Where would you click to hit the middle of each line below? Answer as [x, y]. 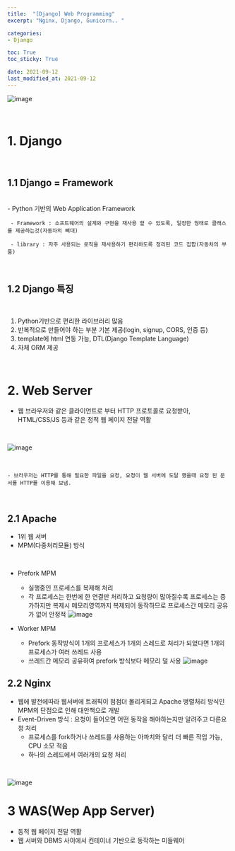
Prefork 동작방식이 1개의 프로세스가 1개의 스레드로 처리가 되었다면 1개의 [126, 643]
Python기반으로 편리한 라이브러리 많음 [70, 321]
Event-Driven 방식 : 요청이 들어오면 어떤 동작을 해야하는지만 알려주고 [113, 719]
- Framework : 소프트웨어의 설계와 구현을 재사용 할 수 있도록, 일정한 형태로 [110, 223]
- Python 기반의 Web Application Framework [71, 208]
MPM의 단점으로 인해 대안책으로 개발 [68, 710]
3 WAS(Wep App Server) [81, 811]
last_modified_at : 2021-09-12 [52, 79]
